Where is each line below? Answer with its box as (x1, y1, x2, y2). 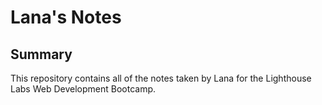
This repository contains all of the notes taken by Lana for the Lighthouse (10, 72, 312, 84)
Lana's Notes (10, 6, 122, 29)
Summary (10, 46, 73, 63)
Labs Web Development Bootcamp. (10, 83, 157, 95)
